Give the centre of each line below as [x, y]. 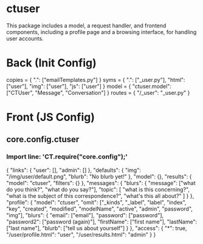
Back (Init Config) [51, 63]
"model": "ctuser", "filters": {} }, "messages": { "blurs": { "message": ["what [101, 183]
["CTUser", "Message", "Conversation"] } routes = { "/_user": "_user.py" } [98, 92]
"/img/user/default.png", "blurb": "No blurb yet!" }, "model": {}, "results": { [99, 176]
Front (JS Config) [51, 117]
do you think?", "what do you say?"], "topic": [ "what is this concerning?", [98, 189]
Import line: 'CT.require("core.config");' [67, 157]
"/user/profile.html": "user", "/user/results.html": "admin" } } [81, 234]
